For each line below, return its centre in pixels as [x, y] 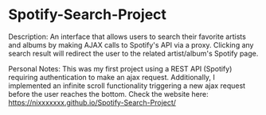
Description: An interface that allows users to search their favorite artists [127, 36]
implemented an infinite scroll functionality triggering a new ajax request [127, 86]
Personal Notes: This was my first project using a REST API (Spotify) [120, 68]
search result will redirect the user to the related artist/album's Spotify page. [133, 53]
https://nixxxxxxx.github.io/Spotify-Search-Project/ [92, 102]
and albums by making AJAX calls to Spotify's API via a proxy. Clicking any [131, 44]
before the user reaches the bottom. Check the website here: [108, 94]
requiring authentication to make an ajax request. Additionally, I [111, 77]
